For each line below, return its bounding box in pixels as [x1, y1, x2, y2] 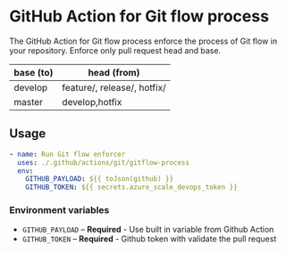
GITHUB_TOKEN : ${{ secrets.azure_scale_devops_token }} [25, 183, 239, 192]
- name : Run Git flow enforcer [9, 150, 126, 159]
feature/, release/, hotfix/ [62, 81, 167, 94]
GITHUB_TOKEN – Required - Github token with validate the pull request [21, 233, 277, 244]
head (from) [88, 66, 140, 78]
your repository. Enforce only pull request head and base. [9, 45, 222, 55]
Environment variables [9, 204, 110, 216]
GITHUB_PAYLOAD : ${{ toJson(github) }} [25, 175, 174, 184]
